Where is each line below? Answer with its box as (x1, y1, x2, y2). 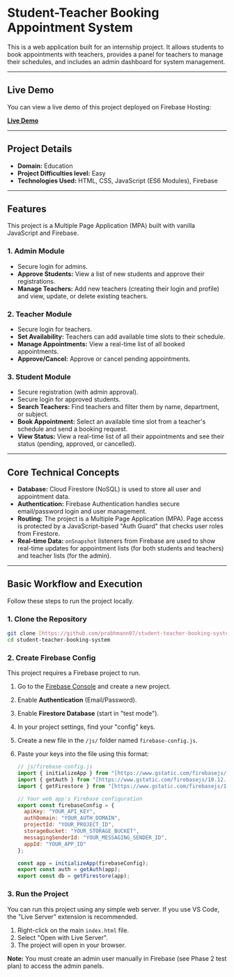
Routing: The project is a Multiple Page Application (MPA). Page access (17, 514, 224, 523)
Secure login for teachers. (17, 325, 93, 333)
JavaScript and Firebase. (7, 229, 79, 238)
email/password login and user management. (17, 507, 148, 516)
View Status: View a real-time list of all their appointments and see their (17, 432, 225, 440)
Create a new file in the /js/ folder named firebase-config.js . (17, 737, 198, 745)
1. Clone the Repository (7, 614, 87, 624)
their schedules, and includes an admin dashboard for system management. (7, 57, 226, 66)
